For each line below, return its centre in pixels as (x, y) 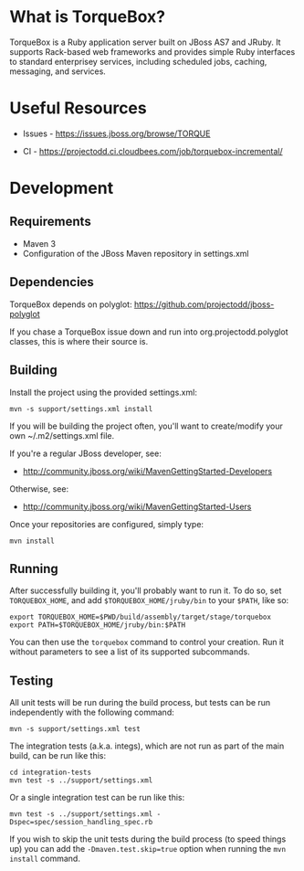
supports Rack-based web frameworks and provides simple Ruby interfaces (152, 51)
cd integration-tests (51, 773)
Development (62, 188)
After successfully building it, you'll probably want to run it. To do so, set (146, 590)
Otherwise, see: (39, 489)
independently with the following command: (92, 712)
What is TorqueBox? (88, 17)
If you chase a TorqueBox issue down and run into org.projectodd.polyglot (149, 332)
